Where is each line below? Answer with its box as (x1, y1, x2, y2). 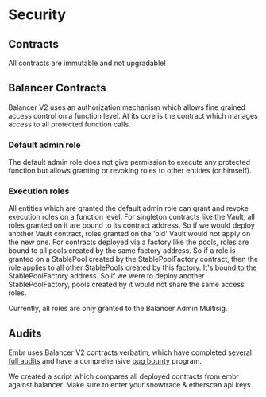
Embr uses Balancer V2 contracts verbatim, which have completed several (8, 348, 253, 357)
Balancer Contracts (8, 81, 106, 95)
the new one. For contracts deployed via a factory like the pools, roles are (8, 237, 249, 247)
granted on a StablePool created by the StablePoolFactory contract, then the (8, 255, 259, 264)
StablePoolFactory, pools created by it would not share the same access (8, 280, 245, 290)
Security (8, 6, 66, 24)
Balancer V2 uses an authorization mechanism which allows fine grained (8, 102, 246, 112)
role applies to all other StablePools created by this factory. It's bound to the (8, 263, 257, 272)
